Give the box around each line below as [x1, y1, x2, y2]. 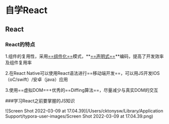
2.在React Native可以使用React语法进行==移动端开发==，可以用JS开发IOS [5, 70, 160, 76]
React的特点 [5, 41, 35, 48]
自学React [5, 5, 48, 16]
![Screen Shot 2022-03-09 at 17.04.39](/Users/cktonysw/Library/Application [5, 107, 163, 113]
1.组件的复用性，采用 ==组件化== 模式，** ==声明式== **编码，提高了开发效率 [5, 53, 164, 59]
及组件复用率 [5, 59, 32, 65]
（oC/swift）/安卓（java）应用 [5, 76, 68, 82]
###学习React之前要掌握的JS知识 [5, 97, 75, 103]
